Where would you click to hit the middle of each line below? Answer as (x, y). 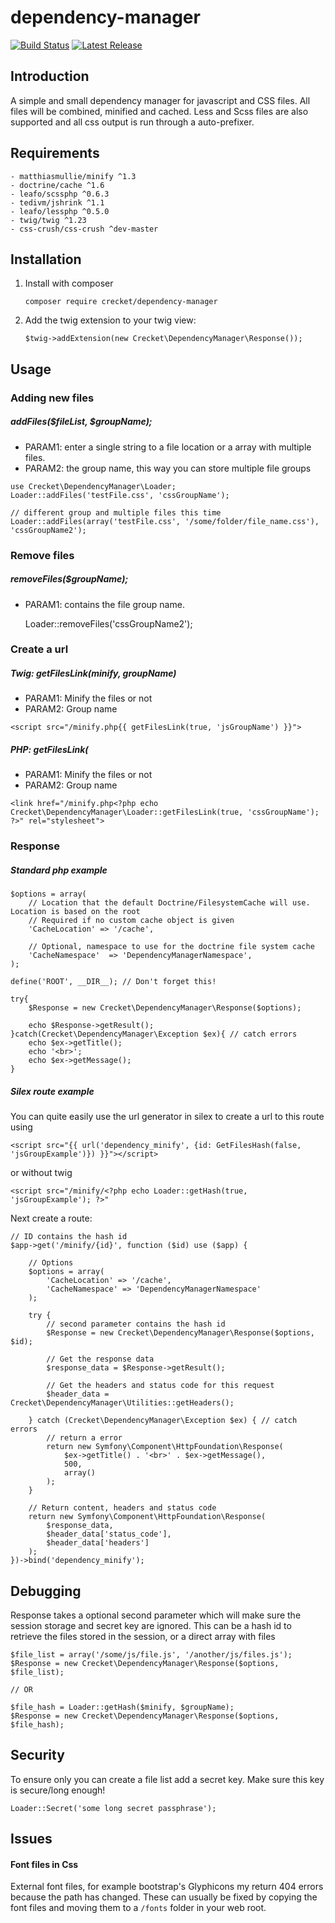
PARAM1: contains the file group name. (104, 604)
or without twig (41, 1173)
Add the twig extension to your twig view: (110, 320)
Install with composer (69, 283)
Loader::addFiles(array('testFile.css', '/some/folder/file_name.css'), (165, 521)
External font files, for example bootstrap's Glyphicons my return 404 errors (167, 1887)
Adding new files (52, 398)
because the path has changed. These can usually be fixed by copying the (164, 1897)
